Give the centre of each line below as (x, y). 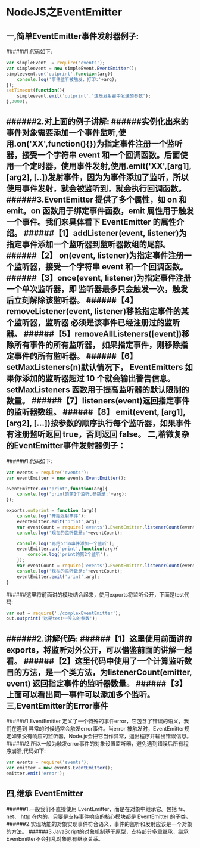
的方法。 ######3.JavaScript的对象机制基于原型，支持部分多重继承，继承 (97, 831)
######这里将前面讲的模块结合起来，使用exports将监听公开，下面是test (95, 594)
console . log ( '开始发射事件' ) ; (51, 516)
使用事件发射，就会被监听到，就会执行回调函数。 (96, 189)
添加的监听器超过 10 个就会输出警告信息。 (99, 379)
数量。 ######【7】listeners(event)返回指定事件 (98, 401)
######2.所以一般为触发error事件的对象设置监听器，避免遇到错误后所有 (95, 744)
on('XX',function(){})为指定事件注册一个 (92, 144)
